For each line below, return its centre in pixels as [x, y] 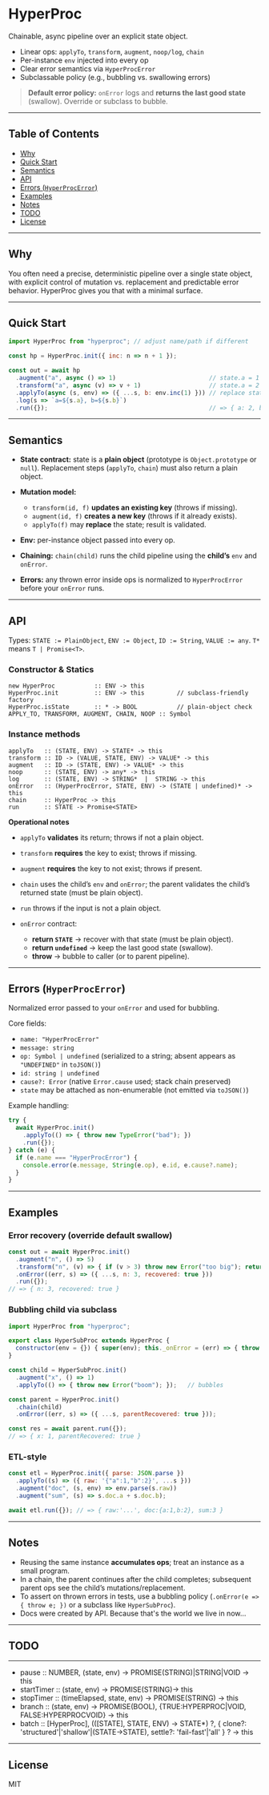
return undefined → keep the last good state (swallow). [122, 947]
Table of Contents [54, 134]
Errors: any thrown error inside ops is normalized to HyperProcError [131, 580]
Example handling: [39, 1106]
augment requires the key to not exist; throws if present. [111, 868]
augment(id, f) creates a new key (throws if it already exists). [134, 516]
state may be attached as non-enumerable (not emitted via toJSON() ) [134, 1090]
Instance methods [44, 734]
